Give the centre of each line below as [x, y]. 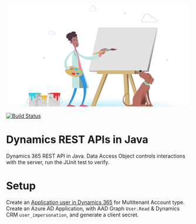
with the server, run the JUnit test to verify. [58, 162]
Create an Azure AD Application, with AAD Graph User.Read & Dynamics [93, 208]
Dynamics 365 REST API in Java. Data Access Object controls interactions [96, 156]
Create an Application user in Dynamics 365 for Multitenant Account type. [95, 202]
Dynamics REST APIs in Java [77, 140]
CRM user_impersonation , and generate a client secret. [72, 215]
